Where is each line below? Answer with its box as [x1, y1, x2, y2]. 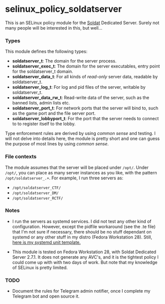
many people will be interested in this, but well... [5, 25, 103, 31]
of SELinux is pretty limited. [12, 265, 68, 270]
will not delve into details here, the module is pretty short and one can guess [5, 135, 160, 141]
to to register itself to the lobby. [12, 121, 76, 127]
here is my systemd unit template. [12, 239, 81, 245]
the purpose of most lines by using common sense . [5, 141, 109, 147]
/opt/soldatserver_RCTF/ [12, 196, 63, 201]
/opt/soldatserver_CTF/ [12, 185, 61, 190]
